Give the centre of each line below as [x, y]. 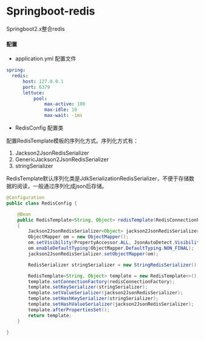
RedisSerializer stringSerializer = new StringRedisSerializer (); [114, 265]
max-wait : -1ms [64, 116]
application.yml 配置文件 [46, 58]
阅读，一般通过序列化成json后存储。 [62, 186]
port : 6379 [36, 87]
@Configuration [25, 198]
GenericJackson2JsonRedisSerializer [62, 160]
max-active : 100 [65, 104]
